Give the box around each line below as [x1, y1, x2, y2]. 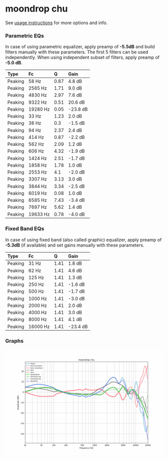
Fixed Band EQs [5, 225, 44, 232]
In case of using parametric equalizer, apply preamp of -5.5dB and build [5, 44, 155, 50]
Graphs [5, 337, 24, 344]
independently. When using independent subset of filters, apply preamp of [5, 54, 160, 60]
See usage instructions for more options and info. [5, 20, 108, 26]
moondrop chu [5, 3, 68, 15]
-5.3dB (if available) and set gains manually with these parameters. [5, 242, 144, 248]
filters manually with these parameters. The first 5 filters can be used [5, 49, 148, 55]
